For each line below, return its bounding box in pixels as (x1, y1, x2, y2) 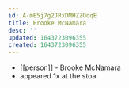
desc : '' (8, 26, 37, 34)
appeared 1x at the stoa (19, 71, 97, 81)
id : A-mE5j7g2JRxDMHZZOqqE (8, 11, 97, 20)
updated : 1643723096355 (8, 33, 87, 42)
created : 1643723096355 (8, 41, 87, 49)
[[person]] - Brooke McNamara (19, 63, 121, 72)
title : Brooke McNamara (8, 19, 87, 27)
